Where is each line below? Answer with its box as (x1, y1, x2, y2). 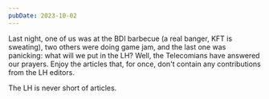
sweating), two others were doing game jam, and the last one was (8, 42, 226, 52)
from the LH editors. (8, 67, 75, 77)
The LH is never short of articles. (8, 83, 117, 93)
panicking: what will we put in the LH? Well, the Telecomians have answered (8, 50, 260, 60)
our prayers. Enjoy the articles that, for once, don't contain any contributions (8, 59, 261, 69)
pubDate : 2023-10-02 (8, 11, 78, 20)
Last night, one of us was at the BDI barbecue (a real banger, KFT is (8, 34, 233, 43)
